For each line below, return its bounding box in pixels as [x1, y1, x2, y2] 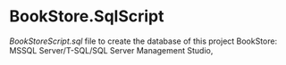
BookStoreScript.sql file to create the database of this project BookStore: [9, 36, 278, 46]
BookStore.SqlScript [9, 6, 164, 27]
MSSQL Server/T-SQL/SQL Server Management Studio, [9, 45, 214, 55]
